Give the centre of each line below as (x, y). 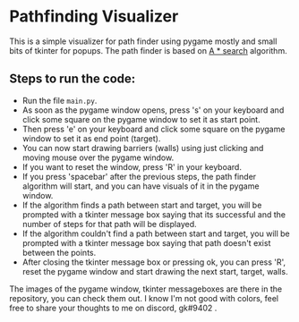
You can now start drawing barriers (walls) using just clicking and (143, 148)
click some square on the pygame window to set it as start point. (141, 119)
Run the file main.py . (60, 100)
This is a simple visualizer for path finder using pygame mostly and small (143, 41)
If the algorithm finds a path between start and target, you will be (142, 205)
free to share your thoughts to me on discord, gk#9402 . (113, 308)
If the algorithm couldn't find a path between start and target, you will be (156, 233)
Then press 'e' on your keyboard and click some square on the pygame (154, 129)
